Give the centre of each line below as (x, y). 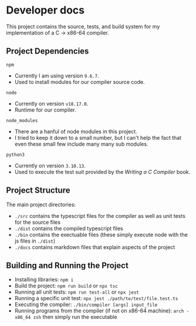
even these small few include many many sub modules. (81, 144)
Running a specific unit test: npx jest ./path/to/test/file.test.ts (96, 298)
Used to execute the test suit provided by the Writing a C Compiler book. (102, 172)
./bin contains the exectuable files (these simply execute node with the (101, 234)
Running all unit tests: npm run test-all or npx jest (77, 292)
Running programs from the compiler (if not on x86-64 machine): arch (99, 311)
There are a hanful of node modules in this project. (76, 131)
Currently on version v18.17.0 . (51, 103)
